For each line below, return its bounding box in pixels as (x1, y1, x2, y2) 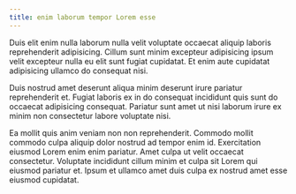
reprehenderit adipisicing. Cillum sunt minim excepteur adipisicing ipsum (9, 46, 274, 57)
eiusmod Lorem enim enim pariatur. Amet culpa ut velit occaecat (9, 146, 245, 157)
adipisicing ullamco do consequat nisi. (9, 65, 148, 76)
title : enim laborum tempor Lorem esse (9, 12, 156, 22)
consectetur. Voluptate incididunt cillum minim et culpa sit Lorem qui (9, 155, 258, 166)
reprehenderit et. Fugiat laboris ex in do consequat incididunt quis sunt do (9, 92, 278, 102)
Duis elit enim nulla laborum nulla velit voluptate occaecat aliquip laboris (9, 37, 272, 48)
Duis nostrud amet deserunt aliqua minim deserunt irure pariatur (9, 82, 243, 93)
